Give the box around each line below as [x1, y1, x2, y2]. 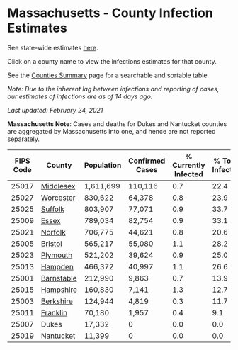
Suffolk [40, 204, 65, 214]
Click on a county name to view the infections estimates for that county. [7, 57, 217, 65]
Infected [174, 169, 203, 179]
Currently [172, 160, 205, 170]
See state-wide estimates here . [7, 43, 98, 52]
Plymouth [40, 250, 73, 260]
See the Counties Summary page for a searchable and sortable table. [7, 71, 210, 79]
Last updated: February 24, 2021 [7, 106, 103, 114]
